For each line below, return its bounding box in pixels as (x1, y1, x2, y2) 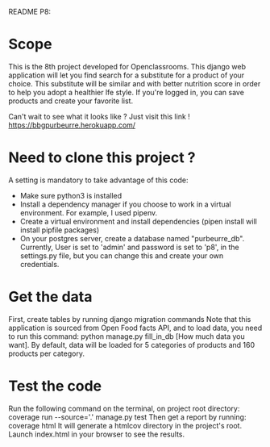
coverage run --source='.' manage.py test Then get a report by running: (8, 411, 247, 422)
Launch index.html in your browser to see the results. (8, 429, 185, 439)
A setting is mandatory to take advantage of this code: (8, 175, 189, 185)
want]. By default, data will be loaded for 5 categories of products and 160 (8, 340, 255, 349)
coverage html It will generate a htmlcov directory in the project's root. (8, 420, 243, 430)
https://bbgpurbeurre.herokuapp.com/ (8, 120, 135, 130)
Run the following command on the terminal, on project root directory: (8, 403, 240, 413)
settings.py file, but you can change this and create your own (19, 250, 224, 261)
